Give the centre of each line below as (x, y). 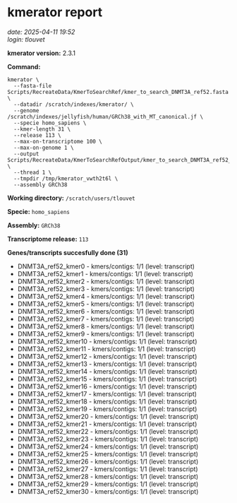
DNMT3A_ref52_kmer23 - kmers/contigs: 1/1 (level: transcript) (108, 439)
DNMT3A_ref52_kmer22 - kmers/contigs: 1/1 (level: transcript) (108, 431)
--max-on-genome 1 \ (44, 148)
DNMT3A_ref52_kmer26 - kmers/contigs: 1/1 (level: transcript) (108, 461)
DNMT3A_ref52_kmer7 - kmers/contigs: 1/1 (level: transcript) (106, 319)
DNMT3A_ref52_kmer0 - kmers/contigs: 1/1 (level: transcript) (106, 266)
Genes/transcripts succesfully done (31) (68, 252)
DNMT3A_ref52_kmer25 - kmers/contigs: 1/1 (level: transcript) (108, 454)
